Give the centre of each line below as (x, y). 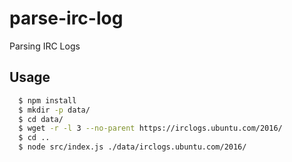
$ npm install (47, 100)
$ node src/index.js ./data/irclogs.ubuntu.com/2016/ (132, 147)
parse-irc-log (66, 18)
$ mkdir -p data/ (54, 110)
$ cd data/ (41, 119)
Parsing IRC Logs (45, 46)
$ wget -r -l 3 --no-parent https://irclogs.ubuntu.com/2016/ (150, 128)
